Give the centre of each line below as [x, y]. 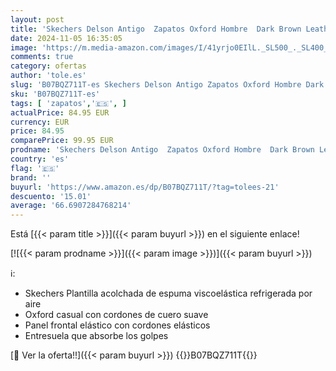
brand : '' [31, 177]
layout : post [37, 19]
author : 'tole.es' [48, 76]
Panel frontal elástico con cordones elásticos [117, 325]
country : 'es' [40, 159]
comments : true [42, 57]
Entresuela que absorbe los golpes [96, 336]
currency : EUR [40, 122]
